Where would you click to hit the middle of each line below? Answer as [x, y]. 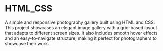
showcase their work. [27, 43]
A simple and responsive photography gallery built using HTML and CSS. [80, 22]
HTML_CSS [29, 9]
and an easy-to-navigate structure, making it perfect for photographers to [81, 38]
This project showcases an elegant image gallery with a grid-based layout [81, 27]
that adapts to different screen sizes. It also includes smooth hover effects [81, 33]
